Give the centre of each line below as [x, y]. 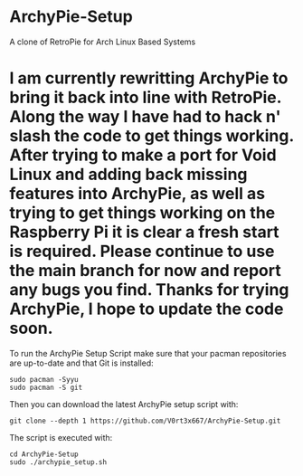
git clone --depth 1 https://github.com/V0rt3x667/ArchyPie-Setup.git [145, 421]
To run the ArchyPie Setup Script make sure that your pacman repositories [148, 353]
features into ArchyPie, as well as [137, 194]
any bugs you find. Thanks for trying [149, 290]
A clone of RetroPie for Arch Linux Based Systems [103, 42]
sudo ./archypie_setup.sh [58, 462]
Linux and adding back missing [128, 175]
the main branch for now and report [146, 271]
